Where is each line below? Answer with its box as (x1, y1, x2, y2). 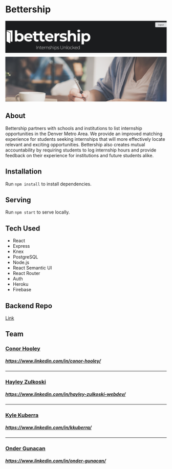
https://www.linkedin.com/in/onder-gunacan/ (5, 457, 106, 464)
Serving (5, 196, 31, 204)
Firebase (12, 287, 32, 293)
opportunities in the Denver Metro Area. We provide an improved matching (5, 131, 163, 137)
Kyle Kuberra (5, 412, 39, 419)
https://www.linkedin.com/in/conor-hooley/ (5, 357, 101, 364)
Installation (5, 167, 42, 176)
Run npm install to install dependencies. (5, 181, 92, 187)
